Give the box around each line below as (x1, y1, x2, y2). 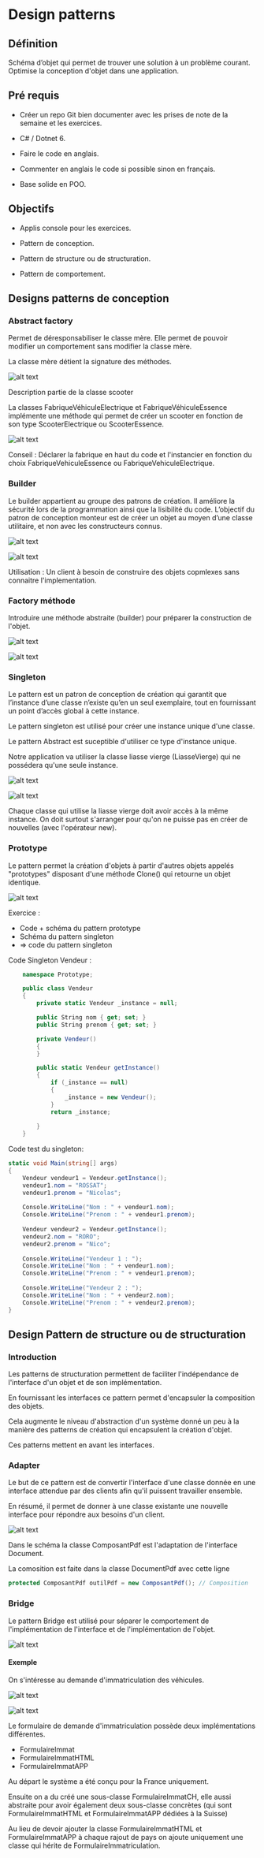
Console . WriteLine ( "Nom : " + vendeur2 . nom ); (22, 1291, 175, 1299)
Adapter (8, 1460, 41, 1471)
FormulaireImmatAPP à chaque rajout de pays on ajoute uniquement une (8, 1832, 244, 1841)
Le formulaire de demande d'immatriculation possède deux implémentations (8, 1721, 256, 1730)
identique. (8, 877, 41, 887)
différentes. (8, 1729, 46, 1739)
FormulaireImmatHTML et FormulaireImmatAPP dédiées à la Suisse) (8, 1808, 229, 1818)
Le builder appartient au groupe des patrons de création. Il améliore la (8, 496, 235, 505)
